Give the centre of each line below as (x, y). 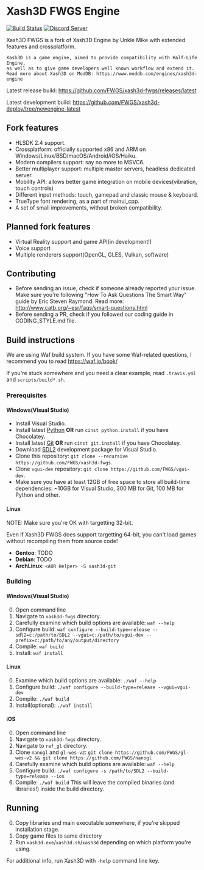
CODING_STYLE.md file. (45, 321)
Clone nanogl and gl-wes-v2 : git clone (64, 752)
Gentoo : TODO (34, 553)
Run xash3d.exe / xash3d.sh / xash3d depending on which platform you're (103, 842)
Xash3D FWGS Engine (63, 11)
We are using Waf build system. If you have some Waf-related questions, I (99, 355)
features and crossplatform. (41, 46)
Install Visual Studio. (40, 423)
